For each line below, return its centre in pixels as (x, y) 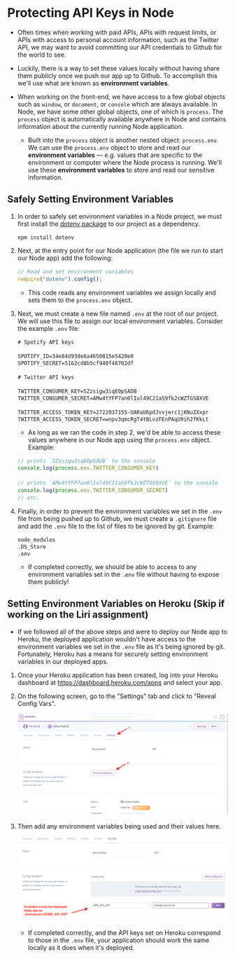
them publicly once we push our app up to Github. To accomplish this (117, 76)
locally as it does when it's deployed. (81, 948)
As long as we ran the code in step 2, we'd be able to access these (124, 432)
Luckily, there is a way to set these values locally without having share (119, 68)
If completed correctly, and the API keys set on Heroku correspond (124, 933)
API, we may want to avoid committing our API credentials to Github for (120, 47)
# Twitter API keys (46, 377)
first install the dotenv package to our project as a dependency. (109, 224)
